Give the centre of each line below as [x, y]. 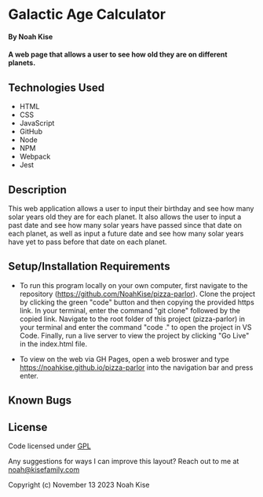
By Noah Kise [31, 36]
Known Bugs [40, 401]
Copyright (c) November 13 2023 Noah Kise [79, 485]
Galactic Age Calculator [87, 15]
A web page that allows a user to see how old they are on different [118, 55]
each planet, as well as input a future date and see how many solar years [126, 234]
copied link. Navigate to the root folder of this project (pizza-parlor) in [132, 319]
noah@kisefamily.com [44, 470]
